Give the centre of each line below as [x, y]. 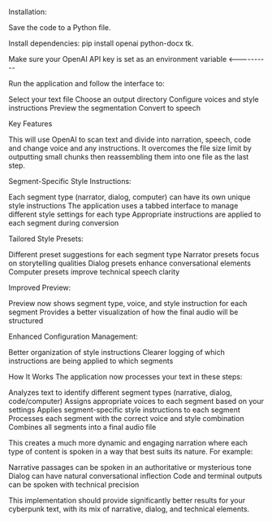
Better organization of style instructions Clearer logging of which [117, 352]
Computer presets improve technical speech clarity [94, 272]
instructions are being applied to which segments [91, 361]
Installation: [28, 12]
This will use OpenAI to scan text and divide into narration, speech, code [130, 139]
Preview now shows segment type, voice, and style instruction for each [128, 303]
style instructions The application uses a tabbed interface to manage [123, 206]
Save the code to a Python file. [60, 27]
